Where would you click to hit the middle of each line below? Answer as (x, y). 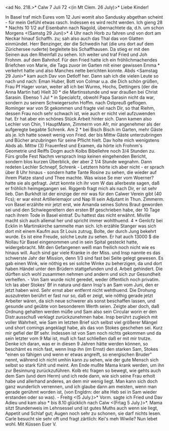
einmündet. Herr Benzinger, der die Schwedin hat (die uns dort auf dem (79, 44)
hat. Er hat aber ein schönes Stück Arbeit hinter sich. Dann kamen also (79, 119)
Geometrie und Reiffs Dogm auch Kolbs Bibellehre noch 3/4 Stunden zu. (80, 151)
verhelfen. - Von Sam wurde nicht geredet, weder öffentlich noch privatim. (82, 280)
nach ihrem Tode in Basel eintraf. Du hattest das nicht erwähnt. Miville (78, 215)
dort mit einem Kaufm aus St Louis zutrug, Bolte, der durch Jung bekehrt (81, 231)
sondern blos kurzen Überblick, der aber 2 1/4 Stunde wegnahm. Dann (79, 162)
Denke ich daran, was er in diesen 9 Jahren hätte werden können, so (77, 344)
